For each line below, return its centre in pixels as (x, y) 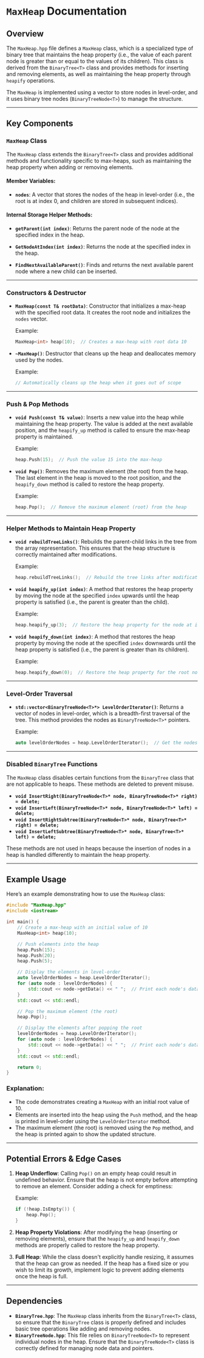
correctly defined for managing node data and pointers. (85, 1348)
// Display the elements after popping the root (80, 1028)
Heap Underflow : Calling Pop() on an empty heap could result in (96, 1173)
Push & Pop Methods (38, 404)
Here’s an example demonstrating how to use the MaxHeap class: (86, 894)
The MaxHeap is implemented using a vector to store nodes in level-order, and (102, 92)
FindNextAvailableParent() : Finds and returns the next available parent (104, 265)
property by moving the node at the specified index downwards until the (105, 643)
